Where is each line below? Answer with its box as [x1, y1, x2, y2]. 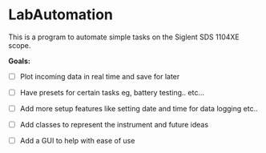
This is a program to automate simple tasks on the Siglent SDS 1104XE [8, 32, 240, 42]
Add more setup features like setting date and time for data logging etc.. [19, 104, 258, 114]
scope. [8, 40, 31, 50]
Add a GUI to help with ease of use [19, 136, 135, 146]
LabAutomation [8, 6, 114, 24]
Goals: [8, 56, 30, 66]
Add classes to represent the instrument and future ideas [19, 120, 209, 130]
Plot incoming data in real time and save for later [19, 71, 180, 81]
